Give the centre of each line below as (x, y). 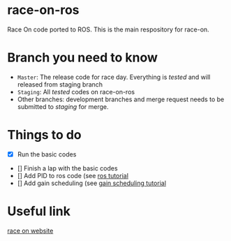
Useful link (39, 211)
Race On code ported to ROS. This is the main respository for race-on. (108, 29)
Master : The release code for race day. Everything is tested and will (114, 77)
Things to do (44, 135)
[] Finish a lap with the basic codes (67, 168)
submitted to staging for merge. (63, 106)
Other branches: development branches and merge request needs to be (121, 99)
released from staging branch (60, 84)
